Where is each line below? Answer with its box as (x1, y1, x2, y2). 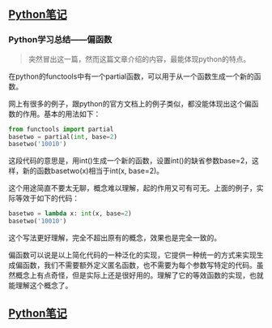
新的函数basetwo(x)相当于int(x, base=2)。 (22, 166, 164, 176)
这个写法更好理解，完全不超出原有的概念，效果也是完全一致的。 (8, 233, 221, 243)
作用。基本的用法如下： (22, 109, 101, 119)
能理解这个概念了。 (8, 281, 73, 291)
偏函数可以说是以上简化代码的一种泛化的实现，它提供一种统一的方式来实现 (8, 250, 257, 260)
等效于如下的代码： (15, 193, 79, 203)
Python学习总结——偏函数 (8, 34, 113, 45)
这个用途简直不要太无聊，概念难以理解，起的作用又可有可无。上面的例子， (8, 183, 257, 193)
